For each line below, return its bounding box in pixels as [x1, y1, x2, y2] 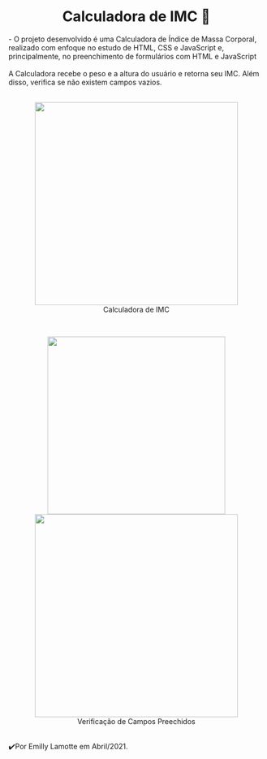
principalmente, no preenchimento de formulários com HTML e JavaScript [8, 51, 257, 61]
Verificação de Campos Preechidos [76, 716, 196, 726]
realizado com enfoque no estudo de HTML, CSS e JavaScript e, [8, 42, 225, 52]
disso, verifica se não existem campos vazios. [8, 77, 162, 87]
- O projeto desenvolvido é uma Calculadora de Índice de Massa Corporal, [8, 34, 257, 44]
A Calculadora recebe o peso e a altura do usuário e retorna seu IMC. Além [8, 68, 260, 78]
